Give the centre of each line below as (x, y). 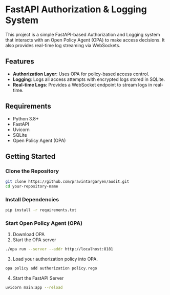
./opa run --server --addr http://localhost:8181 (59, 249)
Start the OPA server (34, 240)
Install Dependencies (32, 199)
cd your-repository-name (32, 186)
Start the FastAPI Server (38, 278)
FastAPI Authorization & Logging (76, 9)
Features (20, 62)
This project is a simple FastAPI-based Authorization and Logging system (83, 34)
